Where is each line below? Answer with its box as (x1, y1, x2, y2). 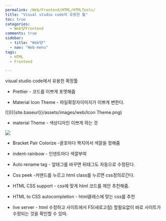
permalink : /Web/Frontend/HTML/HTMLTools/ (5, 7, 96, 13)
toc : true (5, 17, 26, 22)
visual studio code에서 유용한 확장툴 (5, 78, 78, 84)
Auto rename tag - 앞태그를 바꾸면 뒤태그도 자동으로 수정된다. (12, 161, 135, 168)
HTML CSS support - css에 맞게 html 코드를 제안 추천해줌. (12, 183, 130, 189)
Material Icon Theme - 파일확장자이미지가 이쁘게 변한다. (12, 99, 125, 105)
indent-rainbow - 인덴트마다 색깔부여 (12, 151, 87, 157)
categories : (5, 21, 30, 27)
